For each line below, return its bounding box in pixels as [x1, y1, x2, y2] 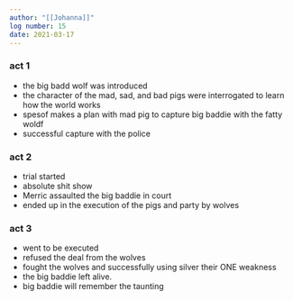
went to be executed [22, 242, 99, 253]
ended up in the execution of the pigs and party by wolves [22, 199, 240, 210]
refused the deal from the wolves [22, 252, 146, 263]
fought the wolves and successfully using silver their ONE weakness [22, 262, 277, 273]
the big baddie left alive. [22, 271, 113, 282]
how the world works [22, 99, 101, 110]
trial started [22, 170, 66, 181]
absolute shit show [22, 180, 93, 191]
